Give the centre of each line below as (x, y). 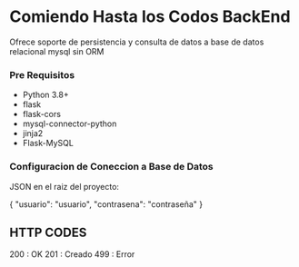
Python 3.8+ (46, 95)
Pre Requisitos (42, 74)
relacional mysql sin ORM (57, 51)
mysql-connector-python (70, 124)
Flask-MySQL (48, 143)
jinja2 (33, 133)
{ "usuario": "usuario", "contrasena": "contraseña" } (106, 204)
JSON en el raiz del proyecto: (65, 186)
